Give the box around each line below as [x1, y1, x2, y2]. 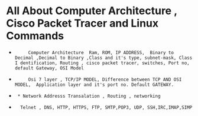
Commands [6, 29, 64, 42]
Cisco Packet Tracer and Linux [6, 16, 159, 30]
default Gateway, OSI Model [14, 65, 84, 71]
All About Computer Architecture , [6, 4, 177, 18]
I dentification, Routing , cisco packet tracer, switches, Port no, [14, 60, 190, 66]
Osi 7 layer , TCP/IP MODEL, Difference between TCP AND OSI [28, 77, 182, 82]
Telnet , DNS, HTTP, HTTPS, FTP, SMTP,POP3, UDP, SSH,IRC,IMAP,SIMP [20, 104, 193, 110]
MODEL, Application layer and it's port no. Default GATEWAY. [14, 81, 174, 88]
